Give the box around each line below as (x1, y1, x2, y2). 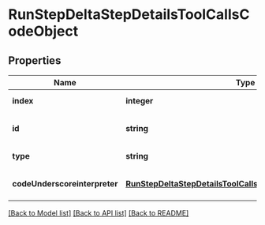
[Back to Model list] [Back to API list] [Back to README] (8, 208, 189, 218)
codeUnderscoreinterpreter (12, 178, 118, 189)
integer (125, 96, 154, 106)
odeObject (8, 22, 79, 40)
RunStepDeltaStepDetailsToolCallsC (8, 6, 250, 24)
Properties (8, 54, 62, 67)
